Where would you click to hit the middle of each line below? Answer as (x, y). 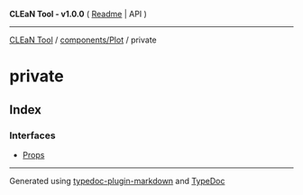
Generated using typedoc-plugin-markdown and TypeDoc (117, 181)
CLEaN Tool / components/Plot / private (83, 40)
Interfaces (32, 135)
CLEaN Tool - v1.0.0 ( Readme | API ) (78, 14)
